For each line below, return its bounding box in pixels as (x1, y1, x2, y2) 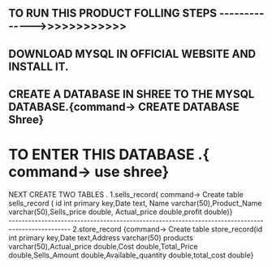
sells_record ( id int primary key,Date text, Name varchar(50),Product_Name (8, 199, 262, 209)
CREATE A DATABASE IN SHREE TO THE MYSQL (8, 87, 255, 101)
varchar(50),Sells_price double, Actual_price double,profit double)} (8, 207, 233, 217)
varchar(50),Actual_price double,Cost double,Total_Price (8, 242, 198, 252)
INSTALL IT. (8, 59, 69, 73)
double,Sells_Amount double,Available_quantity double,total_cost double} (8, 250, 254, 260)
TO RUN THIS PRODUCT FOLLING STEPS (8, 7, 218, 20)
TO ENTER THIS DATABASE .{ (8, 146, 209, 164)
